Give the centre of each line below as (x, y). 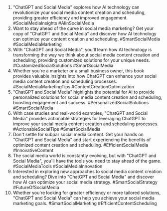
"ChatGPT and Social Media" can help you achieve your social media (84, 198)
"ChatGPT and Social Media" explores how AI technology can (76, 7)
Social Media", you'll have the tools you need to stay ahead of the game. (87, 161)
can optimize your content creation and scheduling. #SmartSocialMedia (86, 39)
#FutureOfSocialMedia (36, 187)
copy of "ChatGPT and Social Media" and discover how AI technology (84, 34)
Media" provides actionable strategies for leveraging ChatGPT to (79, 118)
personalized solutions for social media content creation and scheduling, (87, 97)
